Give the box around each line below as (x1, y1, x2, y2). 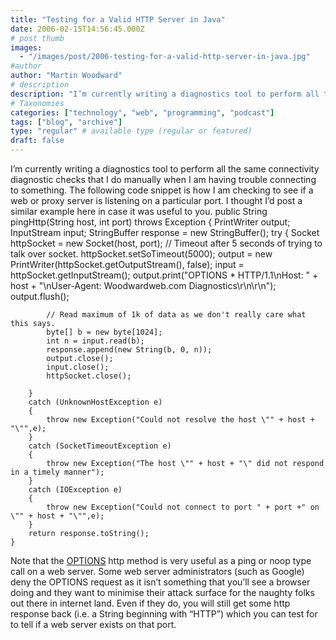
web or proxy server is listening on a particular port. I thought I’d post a (10, 195, 303, 206)
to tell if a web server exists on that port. (10, 619, 177, 630)
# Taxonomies (10, 98, 65, 108)
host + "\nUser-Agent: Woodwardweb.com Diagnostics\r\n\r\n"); (10, 280, 277, 291)
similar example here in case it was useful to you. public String (10, 206, 268, 217)
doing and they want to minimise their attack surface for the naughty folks (10, 587, 315, 598)
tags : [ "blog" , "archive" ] (10, 117, 123, 127)
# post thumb (10, 33, 65, 43)
